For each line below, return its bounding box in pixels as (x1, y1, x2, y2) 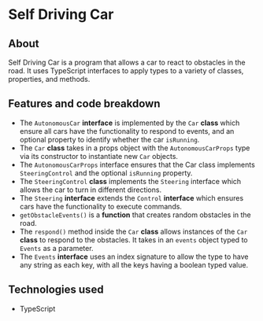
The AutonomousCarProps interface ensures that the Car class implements (19, 160, 256, 169)
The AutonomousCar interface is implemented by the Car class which (19, 118, 240, 127)
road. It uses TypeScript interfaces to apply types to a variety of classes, (8, 66, 244, 76)
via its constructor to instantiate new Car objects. (19, 151, 179, 160)
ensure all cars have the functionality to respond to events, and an (19, 126, 235, 135)
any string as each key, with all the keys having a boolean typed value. (19, 260, 249, 269)
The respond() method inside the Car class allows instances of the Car (19, 227, 248, 236)
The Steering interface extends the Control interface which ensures (19, 193, 244, 202)
